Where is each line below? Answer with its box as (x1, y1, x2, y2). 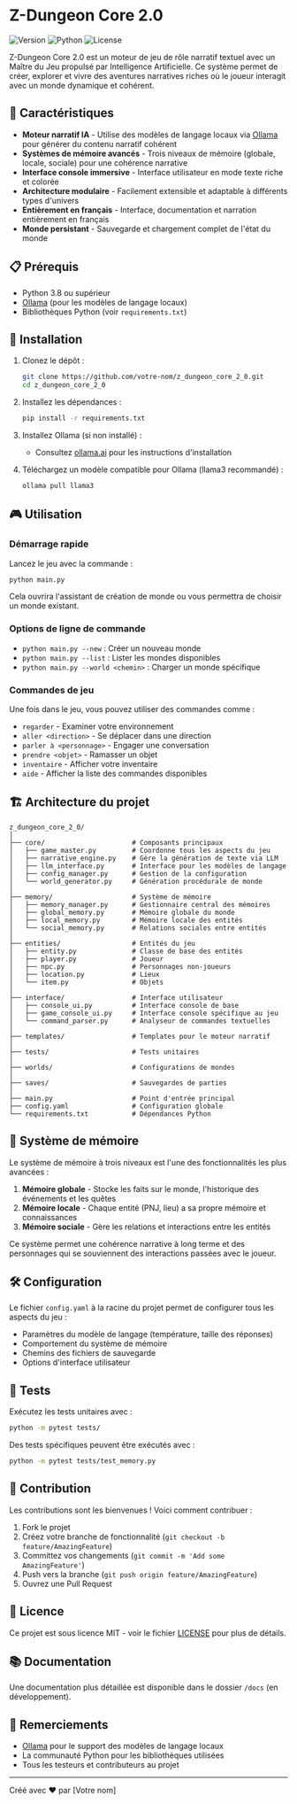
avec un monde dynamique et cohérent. (9, 80, 155, 90)
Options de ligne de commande (9, 623, 146, 635)
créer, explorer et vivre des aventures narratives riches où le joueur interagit (9, 70, 286, 81)
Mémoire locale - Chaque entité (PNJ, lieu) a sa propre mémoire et (21, 1202, 267, 1213)
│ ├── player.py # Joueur (9, 954, 164, 964)
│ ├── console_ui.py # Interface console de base (9, 1001, 240, 1010)
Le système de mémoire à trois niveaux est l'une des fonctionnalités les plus (9, 1157, 287, 1167)
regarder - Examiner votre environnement (21, 721, 174, 732)
